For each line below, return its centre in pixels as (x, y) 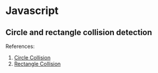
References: (20, 46)
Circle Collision (32, 58)
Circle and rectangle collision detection (79, 32)
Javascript (32, 11)
